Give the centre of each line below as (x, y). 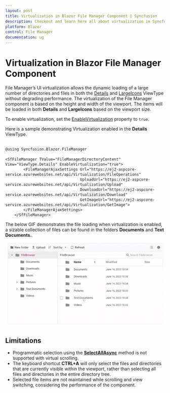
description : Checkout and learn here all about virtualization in (78, 21)
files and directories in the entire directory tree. (62, 374)
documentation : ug (25, 37)
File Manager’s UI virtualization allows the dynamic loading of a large (77, 88)
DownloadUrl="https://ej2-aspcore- (118, 190)
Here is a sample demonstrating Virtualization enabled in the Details (76, 128)
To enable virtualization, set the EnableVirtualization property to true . (77, 119)
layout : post (19, 11)
